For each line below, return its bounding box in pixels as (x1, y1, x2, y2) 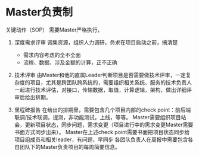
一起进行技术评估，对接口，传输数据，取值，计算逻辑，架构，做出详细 (14, 86, 187, 93)
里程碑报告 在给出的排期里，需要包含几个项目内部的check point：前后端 (14, 106, 191, 113)
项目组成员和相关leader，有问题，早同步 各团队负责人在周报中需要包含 (14, 136, 188, 143)
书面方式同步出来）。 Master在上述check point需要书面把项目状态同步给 (14, 128, 190, 135)
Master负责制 (5, 5, 73, 19)
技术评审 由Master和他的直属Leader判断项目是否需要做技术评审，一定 (14, 71, 186, 78)
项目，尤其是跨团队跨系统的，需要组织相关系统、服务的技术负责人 (30, 78, 192, 86)
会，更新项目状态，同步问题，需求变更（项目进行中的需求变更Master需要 (14, 121, 194, 128)
